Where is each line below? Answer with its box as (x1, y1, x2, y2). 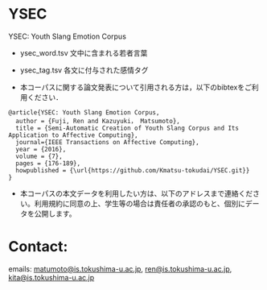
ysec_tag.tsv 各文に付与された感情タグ (19, 65, 149, 75)
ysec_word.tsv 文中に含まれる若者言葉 (19, 48, 148, 57)
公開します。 (34, 209, 76, 218)
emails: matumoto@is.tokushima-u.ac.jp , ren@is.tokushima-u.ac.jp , (8, 263, 232, 274)
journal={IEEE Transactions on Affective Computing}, (15, 138, 199, 146)
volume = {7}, (15, 152, 63, 160)
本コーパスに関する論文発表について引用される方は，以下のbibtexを (19, 82, 245, 92)
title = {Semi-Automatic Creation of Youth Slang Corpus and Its (15, 124, 240, 132)
